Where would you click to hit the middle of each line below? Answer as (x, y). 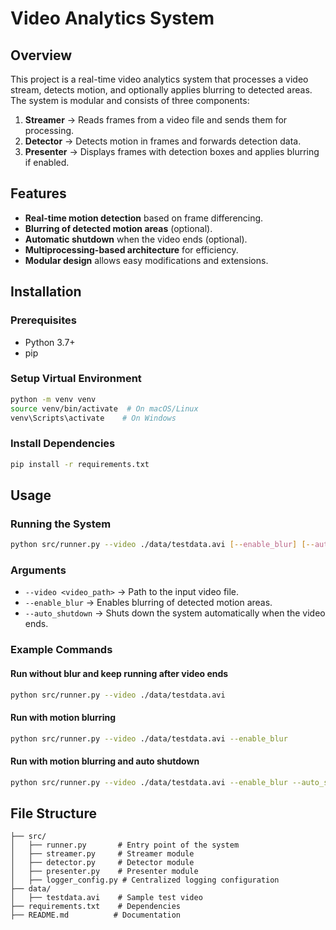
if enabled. (47, 162)
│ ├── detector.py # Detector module (102, 863)
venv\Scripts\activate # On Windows (93, 418)
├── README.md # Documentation (96, 915)
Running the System (61, 524)
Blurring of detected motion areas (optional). (118, 228)
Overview (41, 55)
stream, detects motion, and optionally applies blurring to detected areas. (161, 90)
